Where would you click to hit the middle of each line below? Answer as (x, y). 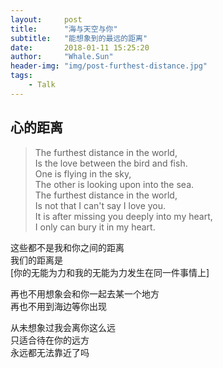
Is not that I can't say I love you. (100, 205)
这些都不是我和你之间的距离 (67, 247)
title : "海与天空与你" (64, 29)
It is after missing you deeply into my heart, (123, 216)
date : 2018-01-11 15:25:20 (80, 47)
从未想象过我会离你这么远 (63, 327)
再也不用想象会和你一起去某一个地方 (85, 293)
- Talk (42, 85)
